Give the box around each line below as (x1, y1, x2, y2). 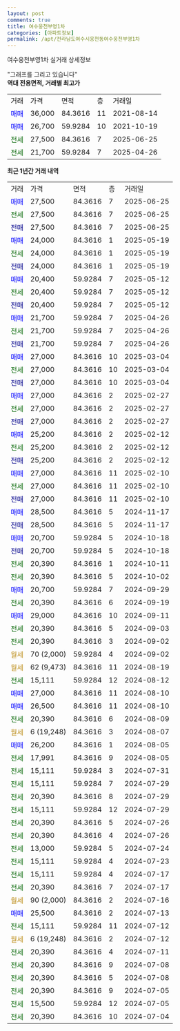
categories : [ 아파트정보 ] (7, 29, 74, 37)
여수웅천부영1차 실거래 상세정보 (7, 56, 91, 64)
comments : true (7, 17, 51, 23)
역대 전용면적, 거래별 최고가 (7, 79, 81, 87)
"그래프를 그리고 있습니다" (7, 70, 78, 79)
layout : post (7, 10, 45, 17)
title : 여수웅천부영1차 (7, 23, 66, 30)
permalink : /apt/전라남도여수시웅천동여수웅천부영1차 (7, 36, 140, 43)
